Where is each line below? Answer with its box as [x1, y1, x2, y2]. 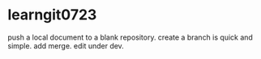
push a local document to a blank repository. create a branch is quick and [7, 32, 253, 42]
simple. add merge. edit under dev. [7, 40, 125, 50]
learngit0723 [7, 6, 97, 24]
